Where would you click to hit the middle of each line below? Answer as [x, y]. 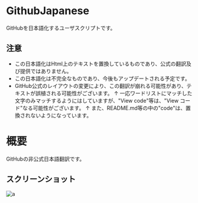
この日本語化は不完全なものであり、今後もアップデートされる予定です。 [102, 78]
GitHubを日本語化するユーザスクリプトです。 [61, 28]
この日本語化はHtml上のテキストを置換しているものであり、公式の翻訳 [100, 64]
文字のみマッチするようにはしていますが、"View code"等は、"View [97, 100]
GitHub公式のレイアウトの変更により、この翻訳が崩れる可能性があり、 [101, 86]
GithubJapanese [48, 11]
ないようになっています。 [61, 115]
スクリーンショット [41, 179]
